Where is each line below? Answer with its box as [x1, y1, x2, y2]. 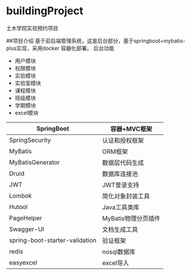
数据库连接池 [101, 169, 138, 178]
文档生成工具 [101, 225, 138, 233]
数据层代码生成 [101, 159, 144, 167]
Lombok [9, 191, 32, 200]
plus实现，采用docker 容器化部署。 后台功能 [6, 45, 114, 52]
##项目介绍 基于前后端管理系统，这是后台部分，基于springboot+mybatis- [6, 37, 186, 44]
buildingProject [6, 4, 84, 18]
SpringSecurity [9, 135, 52, 144]
